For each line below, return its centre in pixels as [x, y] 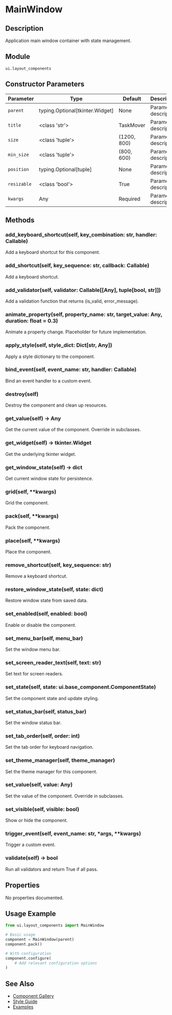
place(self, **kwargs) [33, 540]
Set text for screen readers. [34, 674]
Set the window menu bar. [33, 649]
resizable [20, 184]
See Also [20, 984]
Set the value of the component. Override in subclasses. [65, 796]
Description [24, 28]
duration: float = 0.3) [32, 321]
